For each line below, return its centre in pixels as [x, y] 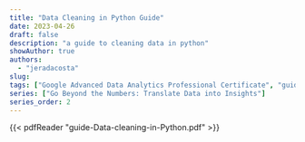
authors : [26, 60]
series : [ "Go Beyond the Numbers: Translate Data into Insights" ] [138, 93]
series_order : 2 [40, 102]
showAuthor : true [42, 52]
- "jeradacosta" [48, 69]
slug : [20, 77]
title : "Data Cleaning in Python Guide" [87, 18]
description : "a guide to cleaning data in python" [109, 43]
